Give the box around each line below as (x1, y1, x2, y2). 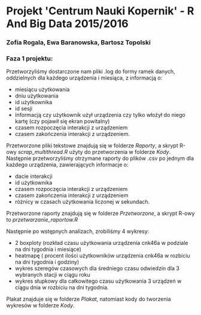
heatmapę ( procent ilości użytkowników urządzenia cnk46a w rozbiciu (14, 252, 190, 259)
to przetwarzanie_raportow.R (6, 216, 78, 223)
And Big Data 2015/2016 (6, 17, 129, 31)
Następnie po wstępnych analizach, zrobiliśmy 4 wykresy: (6, 228, 150, 235)
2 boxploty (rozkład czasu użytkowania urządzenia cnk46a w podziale (14, 240, 188, 247)
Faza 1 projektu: (6, 54, 53, 63)
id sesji (14, 105, 33, 112)
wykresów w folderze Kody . (6, 302, 75, 309)
